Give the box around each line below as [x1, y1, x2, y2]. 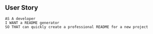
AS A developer [5, 16, 36, 21]
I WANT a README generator [5, 20, 60, 25]
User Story [5, 4, 38, 12]
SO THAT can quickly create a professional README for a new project [5, 25, 149, 29]
